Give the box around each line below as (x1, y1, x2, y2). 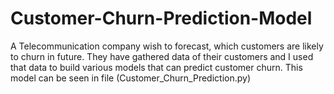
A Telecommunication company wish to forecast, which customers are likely (10, 40, 324, 52)
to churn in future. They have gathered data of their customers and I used (10, 50, 314, 62)
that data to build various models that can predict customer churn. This (10, 61, 303, 73)
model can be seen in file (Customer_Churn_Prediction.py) (10, 72, 251, 84)
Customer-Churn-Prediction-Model (10, 7, 313, 30)
